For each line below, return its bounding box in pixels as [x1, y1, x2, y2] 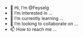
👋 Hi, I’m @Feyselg [10, 5, 49, 10]
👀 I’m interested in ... [10, 10, 53, 16]
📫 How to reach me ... [10, 26, 57, 32]
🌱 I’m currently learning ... [10, 15, 64, 21]
